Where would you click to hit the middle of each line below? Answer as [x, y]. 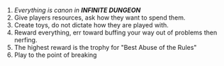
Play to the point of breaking [55, 55]
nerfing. [26, 40]
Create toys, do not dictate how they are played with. [91, 25]
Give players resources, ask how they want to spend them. [100, 18]
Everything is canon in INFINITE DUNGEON [77, 10]
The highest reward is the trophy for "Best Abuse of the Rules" [105, 47]
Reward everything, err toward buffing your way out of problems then [116, 32]
